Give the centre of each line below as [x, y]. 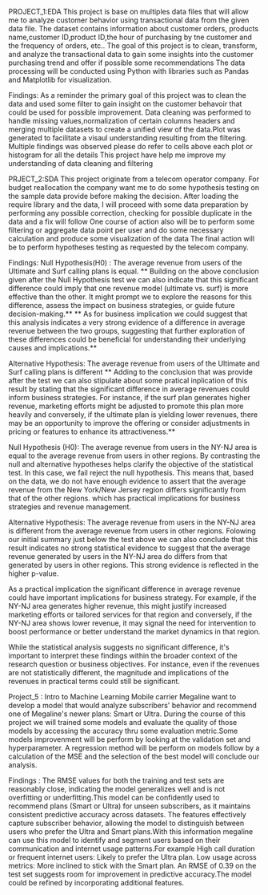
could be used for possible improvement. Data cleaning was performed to [130, 112]
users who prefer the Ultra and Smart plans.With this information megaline [131, 832]
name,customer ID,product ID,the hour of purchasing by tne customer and [130, 37]
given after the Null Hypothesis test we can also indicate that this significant [133, 279]
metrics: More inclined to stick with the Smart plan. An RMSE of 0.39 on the [132, 866]
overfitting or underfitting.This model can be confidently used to [114, 798]
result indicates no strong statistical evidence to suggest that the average [129, 548]
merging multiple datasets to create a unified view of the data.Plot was [125, 129]
